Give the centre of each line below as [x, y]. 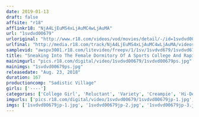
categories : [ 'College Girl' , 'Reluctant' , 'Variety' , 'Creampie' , [91, 94]
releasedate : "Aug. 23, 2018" [44, 72]
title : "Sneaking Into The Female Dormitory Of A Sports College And [94, 56]
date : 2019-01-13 [28, 12]
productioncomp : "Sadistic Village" [51, 83]
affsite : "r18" [25, 22]
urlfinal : [18, 45]
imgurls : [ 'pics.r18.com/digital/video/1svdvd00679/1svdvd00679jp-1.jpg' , [100, 99]
